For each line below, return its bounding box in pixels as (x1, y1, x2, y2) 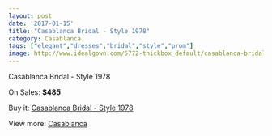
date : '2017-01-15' (8, 19, 74, 28)
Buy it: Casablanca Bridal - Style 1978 (8, 103, 134, 113)
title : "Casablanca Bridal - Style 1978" (8, 27, 151, 35)
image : (8, 49, 31, 57)
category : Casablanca (8, 34, 82, 43)
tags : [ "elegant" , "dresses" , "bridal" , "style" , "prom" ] (8, 42, 194, 50)
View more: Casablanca (8, 119, 87, 128)
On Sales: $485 (8, 87, 62, 97)
